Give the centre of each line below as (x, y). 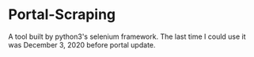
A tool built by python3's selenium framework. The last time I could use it (127, 36)
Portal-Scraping (62, 15)
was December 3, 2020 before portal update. (82, 44)
